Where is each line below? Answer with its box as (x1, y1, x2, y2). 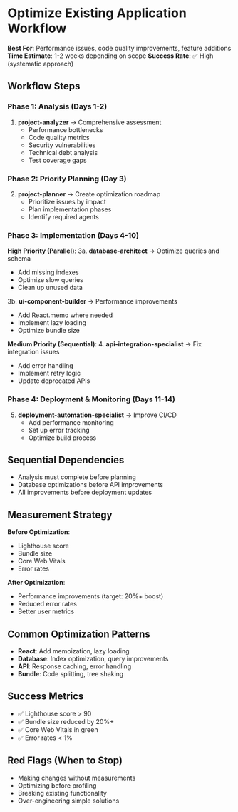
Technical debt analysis (28, 148, 98, 156)
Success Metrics (7, 691, 84, 703)
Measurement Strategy (7, 508, 113, 521)
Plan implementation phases (28, 205, 112, 214)
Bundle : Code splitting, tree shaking (17, 669, 124, 678)
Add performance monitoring (28, 418, 114, 426)
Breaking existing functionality (17, 788, 107, 797)
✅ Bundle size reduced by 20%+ (17, 717, 114, 726)
